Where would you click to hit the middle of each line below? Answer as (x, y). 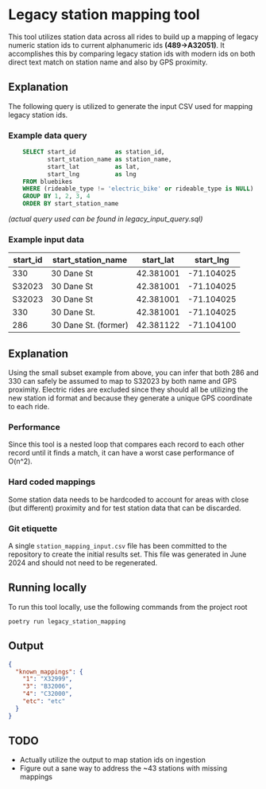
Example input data (46, 239)
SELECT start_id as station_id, (94, 152)
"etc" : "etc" (44, 701)
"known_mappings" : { (49, 672)
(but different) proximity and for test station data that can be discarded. (125, 508)
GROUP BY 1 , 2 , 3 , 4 (56, 197)
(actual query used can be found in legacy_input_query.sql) (106, 219)
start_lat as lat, (94, 166)
